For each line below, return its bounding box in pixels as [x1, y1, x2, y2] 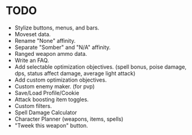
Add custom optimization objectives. [14, 76, 107, 83]
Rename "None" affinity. [14, 37, 76, 44]
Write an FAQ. [14, 56, 50, 64]
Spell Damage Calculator [14, 109, 78, 116]
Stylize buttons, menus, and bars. [14, 24, 100, 31]
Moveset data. [14, 30, 51, 37]
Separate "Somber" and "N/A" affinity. [14, 44, 111, 51]
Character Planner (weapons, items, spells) [14, 115, 124, 123]
